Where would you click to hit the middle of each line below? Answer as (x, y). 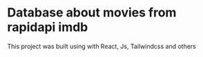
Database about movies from (92, 13)
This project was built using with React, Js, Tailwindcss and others (102, 46)
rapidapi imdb (48, 27)
